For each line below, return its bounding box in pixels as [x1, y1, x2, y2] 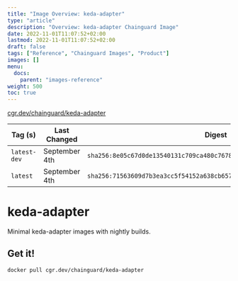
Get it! [7, 248, 35, 260]
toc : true [7, 89, 37, 96]
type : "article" [7, 17, 55, 24]
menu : [7, 63, 23, 70]
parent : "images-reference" [20, 76, 103, 84]
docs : [13, 69, 30, 76]
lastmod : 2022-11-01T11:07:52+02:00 [7, 37, 115, 44]
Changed [45, 134, 78, 144]
